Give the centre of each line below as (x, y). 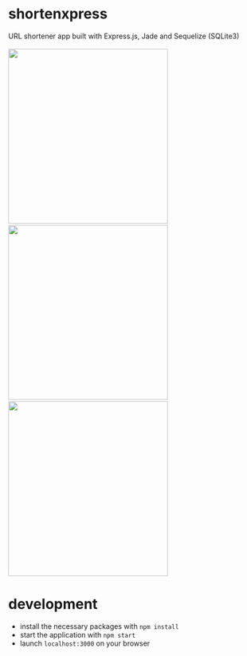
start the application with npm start (78, 634)
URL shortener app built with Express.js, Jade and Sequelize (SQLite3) (124, 36)
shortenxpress (58, 14)
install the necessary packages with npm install (99, 626)
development (53, 604)
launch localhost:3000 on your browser (85, 643)
